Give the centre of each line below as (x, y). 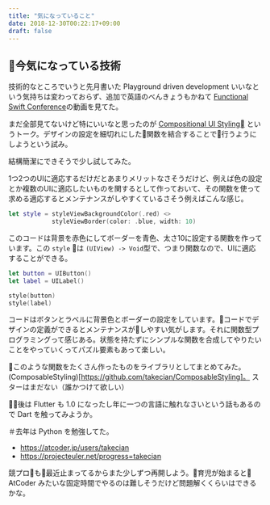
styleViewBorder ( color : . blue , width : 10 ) (124, 222)
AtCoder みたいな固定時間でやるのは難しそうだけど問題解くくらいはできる (133, 483)
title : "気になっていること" (52, 16)
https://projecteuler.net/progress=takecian (91, 457)
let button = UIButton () (50, 273)
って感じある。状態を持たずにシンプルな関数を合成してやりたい (156, 339)
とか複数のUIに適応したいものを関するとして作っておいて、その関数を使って (135, 189)
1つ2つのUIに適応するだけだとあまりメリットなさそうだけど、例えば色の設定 (135, 179)
